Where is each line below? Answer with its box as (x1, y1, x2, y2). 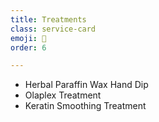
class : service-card (10, 24, 97, 34)
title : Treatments (10, 14, 87, 25)
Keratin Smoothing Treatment (24, 100, 147, 112)
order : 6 (10, 42, 47, 53)
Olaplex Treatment (24, 89, 102, 101)
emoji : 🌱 (10, 33, 47, 43)
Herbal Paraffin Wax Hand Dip (24, 79, 149, 91)
